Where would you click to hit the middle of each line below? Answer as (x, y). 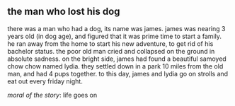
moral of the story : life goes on (52, 95)
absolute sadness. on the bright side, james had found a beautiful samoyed (117, 59)
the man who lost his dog (64, 12)
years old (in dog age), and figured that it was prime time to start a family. (114, 36)
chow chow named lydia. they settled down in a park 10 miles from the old (115, 66)
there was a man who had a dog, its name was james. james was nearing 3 (116, 28)
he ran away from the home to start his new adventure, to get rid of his (110, 43)
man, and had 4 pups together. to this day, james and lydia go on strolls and (118, 73)
